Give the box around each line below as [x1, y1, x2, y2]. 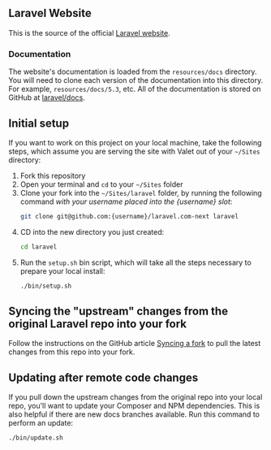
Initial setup [8, 116, 70, 130]
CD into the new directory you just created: [19, 227, 165, 236]
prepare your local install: [19, 266, 105, 275]
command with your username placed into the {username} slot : [19, 197, 233, 206]
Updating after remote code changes [8, 370, 199, 384]
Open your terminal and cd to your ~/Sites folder [19, 179, 183, 189]
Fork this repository [19, 171, 86, 180]
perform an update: [8, 418, 74, 428]
